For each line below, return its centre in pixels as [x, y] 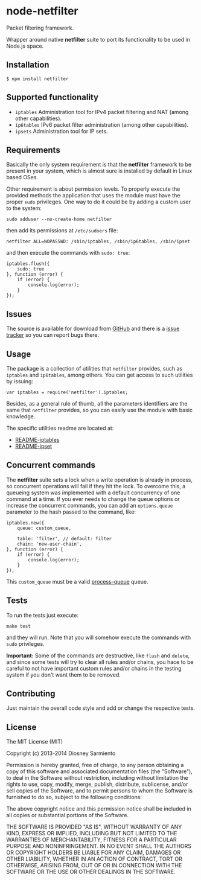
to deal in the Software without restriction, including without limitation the [97, 778]
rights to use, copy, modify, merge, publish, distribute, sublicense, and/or [97, 784]
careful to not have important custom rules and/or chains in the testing [94, 668]
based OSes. [22, 177]
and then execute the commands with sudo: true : [68, 253]
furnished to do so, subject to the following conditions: [74, 797]
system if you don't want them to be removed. [63, 675]
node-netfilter [42, 11]
